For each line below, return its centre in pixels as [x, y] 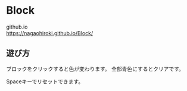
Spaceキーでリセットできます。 [45, 81]
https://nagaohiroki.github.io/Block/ [50, 33]
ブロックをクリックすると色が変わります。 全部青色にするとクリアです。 [95, 68]
